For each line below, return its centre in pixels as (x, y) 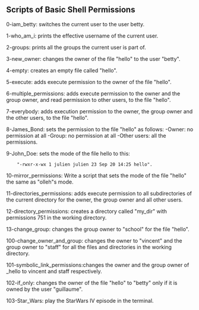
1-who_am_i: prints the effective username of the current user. (82, 36)
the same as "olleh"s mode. (40, 182)
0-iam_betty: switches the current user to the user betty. (75, 24)
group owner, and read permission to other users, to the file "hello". (89, 100)
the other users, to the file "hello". (48, 117)
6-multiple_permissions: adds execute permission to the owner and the (93, 93)
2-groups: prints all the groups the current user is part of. (76, 47)
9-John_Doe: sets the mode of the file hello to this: (68, 153)
